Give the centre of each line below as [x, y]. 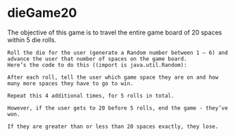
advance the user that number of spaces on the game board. [97, 59]
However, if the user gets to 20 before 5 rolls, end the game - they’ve [118, 108]
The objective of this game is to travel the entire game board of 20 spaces [115, 32]
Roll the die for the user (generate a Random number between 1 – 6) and [118, 53]
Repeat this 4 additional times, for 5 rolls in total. [91, 96]
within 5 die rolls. [32, 39]
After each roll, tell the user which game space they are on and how [113, 77]
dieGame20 [42, 13]
